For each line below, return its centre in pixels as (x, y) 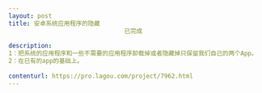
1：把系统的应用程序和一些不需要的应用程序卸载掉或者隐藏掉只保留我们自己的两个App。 (133, 53)
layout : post (30, 16)
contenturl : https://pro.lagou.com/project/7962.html (101, 76)
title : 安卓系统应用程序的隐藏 (54, 23)
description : (30, 46)
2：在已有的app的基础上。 (46, 61)
